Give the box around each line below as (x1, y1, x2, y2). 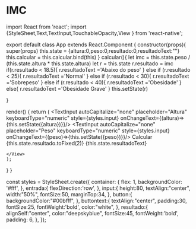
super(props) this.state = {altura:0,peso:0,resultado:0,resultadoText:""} (6, 47, 180, 54)
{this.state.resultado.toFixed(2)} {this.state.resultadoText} (6, 139, 147, 147)
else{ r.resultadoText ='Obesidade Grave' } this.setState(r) (6, 85, 148, 92)
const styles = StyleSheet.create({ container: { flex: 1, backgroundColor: (6, 178, 182, 185)
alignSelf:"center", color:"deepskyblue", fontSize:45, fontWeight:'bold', (6, 209, 179, 217)
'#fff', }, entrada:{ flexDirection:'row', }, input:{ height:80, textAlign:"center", (6, 185, 191, 192)
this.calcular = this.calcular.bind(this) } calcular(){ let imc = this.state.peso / (6, 53, 191, 61)
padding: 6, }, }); (6, 216, 46, 223)
